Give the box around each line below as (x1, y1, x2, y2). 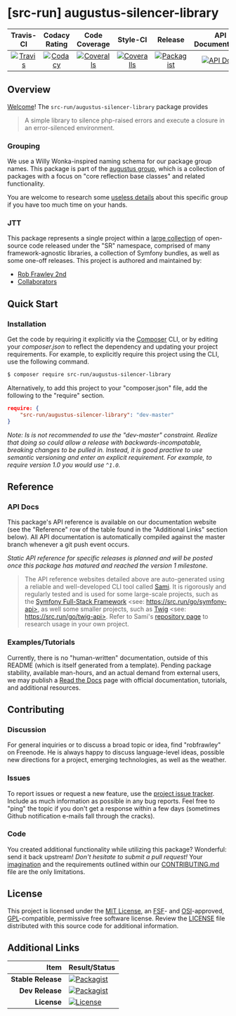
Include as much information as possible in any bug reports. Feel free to (7, 797, 216, 805)
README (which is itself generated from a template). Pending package (7, 661, 212, 669)
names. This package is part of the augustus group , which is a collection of (7, 165, 225, 173)
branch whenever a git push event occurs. (7, 540, 130, 549)
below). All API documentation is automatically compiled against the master (7, 533, 225, 541)
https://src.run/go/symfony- (146, 598, 227, 606)
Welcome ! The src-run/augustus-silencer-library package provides (7, 102, 209, 110)
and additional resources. (7, 683, 81, 692)
